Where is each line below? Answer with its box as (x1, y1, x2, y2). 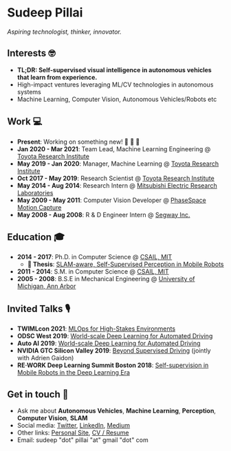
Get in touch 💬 (7, 388, 69, 400)
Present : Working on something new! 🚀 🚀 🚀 (16, 137, 140, 146)
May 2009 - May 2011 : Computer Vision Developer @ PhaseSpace (16, 196, 206, 204)
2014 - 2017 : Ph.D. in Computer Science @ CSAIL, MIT (16, 253, 173, 261)
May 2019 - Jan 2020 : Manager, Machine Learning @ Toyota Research (16, 159, 219, 168)
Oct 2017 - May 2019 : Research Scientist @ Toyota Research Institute (16, 174, 214, 182)
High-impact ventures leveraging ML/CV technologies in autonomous (16, 80, 214, 89)
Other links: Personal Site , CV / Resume (16, 428, 129, 437)
